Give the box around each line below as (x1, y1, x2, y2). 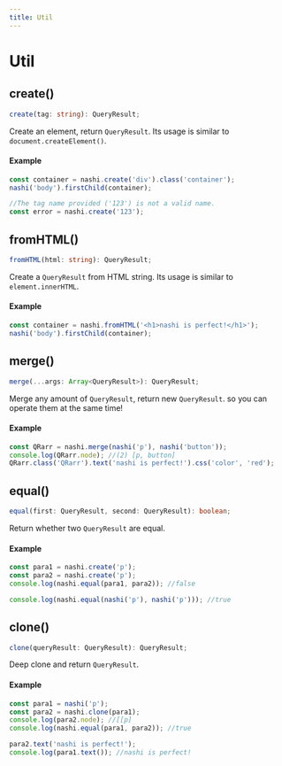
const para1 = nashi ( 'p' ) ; (9, 699, 109, 708)
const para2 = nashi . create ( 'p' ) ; (9, 571, 137, 580)
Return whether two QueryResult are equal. (9, 523, 165, 534)
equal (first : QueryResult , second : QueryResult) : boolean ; (9, 507, 232, 516)
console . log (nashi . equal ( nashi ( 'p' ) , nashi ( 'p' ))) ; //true (9, 595, 232, 604)
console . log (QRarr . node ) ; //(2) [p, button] (9, 451, 176, 460)
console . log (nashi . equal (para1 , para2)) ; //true (9, 723, 192, 733)
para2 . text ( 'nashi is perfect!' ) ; (9, 740, 137, 749)
